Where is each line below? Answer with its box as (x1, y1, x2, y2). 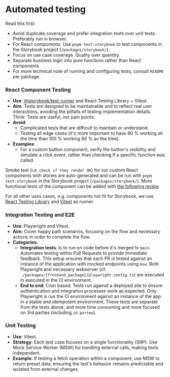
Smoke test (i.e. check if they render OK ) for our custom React (5, 167, 139, 173)
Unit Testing (5, 322, 36, 329)
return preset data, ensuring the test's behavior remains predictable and (12, 360, 163, 367)
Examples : (12, 141, 36, 147)
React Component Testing (5, 86, 71, 93)
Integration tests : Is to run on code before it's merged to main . (20, 244, 151, 250)
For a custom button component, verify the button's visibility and (20, 147, 156, 153)
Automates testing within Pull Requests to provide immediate (20, 250, 147, 256)
